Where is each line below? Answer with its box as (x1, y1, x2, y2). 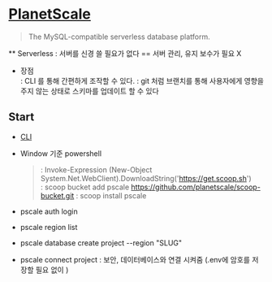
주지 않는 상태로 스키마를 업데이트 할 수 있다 (19, 86, 160, 96)
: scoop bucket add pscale (40, 182, 130, 192)
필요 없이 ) (35, 265, 69, 275)
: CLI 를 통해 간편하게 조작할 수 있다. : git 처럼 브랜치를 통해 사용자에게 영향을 (19, 76, 264, 85)
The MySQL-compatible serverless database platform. (28, 32, 210, 41)
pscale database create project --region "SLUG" (19, 237, 183, 248)
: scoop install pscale (76, 190, 147, 200)
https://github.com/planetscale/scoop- (131, 182, 261, 192)
